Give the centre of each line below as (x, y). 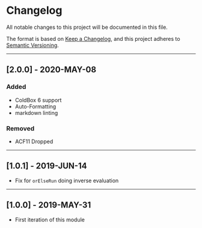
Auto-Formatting (35, 106)
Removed (20, 128)
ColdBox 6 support (38, 100)
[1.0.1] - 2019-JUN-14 (47, 166)
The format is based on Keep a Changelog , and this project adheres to (93, 39)
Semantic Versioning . (32, 45)
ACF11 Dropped (34, 141)
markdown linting (36, 112)
